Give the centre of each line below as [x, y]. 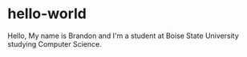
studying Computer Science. [55, 44]
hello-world [47, 14]
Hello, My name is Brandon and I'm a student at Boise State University [123, 36]
